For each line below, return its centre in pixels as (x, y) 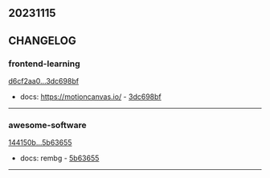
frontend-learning (44, 64)
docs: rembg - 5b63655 (59, 158)
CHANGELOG (42, 41)
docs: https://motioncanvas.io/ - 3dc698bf (91, 97)
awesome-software (47, 125)
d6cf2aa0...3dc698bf (43, 81)
